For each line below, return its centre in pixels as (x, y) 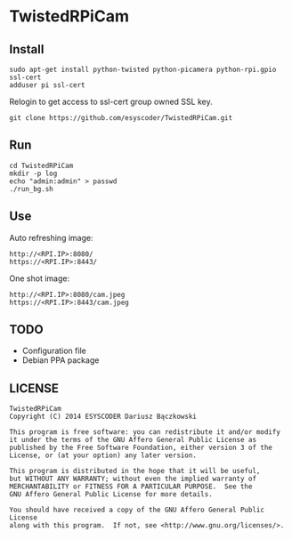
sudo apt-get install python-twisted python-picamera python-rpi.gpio (143, 69)
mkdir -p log (33, 173)
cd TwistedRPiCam (41, 165)
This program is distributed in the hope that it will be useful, (135, 471)
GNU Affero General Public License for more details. (111, 495)
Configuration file (54, 351)
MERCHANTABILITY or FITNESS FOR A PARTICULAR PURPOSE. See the (131, 487)
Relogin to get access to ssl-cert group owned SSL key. (111, 101)
